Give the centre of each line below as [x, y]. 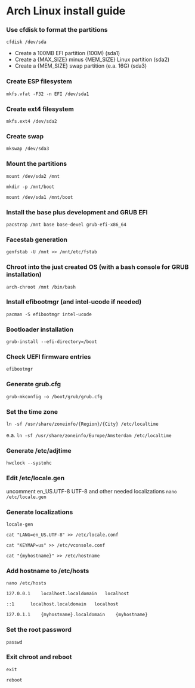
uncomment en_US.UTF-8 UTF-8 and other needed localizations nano [92, 491]
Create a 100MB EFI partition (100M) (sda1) [67, 53]
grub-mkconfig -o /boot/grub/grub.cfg [54, 396]
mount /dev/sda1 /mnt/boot [40, 197]
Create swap [25, 136]
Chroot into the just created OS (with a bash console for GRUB [97, 267]
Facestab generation [37, 240]
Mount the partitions [37, 164]
